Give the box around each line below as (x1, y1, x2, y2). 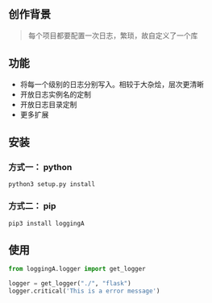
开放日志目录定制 (19, 99, 77, 109)
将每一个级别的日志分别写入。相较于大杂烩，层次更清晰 (19, 79, 204, 89)
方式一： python (8, 161, 73, 172)
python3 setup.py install (8, 181, 95, 189)
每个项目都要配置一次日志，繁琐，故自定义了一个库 (27, 31, 198, 40)
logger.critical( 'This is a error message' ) (8, 287, 160, 296)
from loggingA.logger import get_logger (8, 265, 147, 273)
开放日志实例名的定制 (19, 89, 91, 99)
